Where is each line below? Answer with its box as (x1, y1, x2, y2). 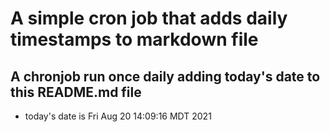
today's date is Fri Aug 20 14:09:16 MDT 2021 (24, 110, 212, 122)
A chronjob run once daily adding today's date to (10, 68, 321, 85)
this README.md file (10, 83, 142, 101)
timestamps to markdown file (10, 28, 259, 51)
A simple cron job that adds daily (10, 7, 288, 30)
